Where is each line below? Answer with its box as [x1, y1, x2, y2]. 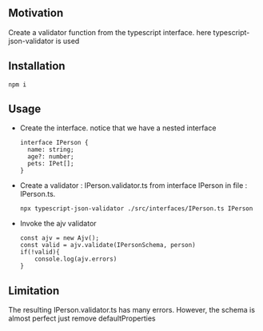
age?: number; [27, 153, 74, 161]
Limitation [8, 284, 60, 297]
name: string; [27, 146, 74, 154]
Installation [8, 59, 66, 73]
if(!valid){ [19, 248, 60, 257]
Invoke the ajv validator [19, 219, 98, 229]
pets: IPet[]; [27, 160, 74, 168]
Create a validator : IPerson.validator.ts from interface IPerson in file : [19, 181, 248, 190]
